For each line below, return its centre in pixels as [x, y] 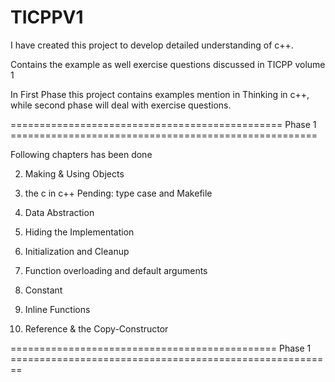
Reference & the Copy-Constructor [96, 328]
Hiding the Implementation [79, 232]
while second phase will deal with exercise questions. [121, 105]
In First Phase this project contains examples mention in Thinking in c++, [160, 94]
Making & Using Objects [74, 173]
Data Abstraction [59, 212]
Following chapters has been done [81, 154]
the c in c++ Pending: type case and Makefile [118, 193]
